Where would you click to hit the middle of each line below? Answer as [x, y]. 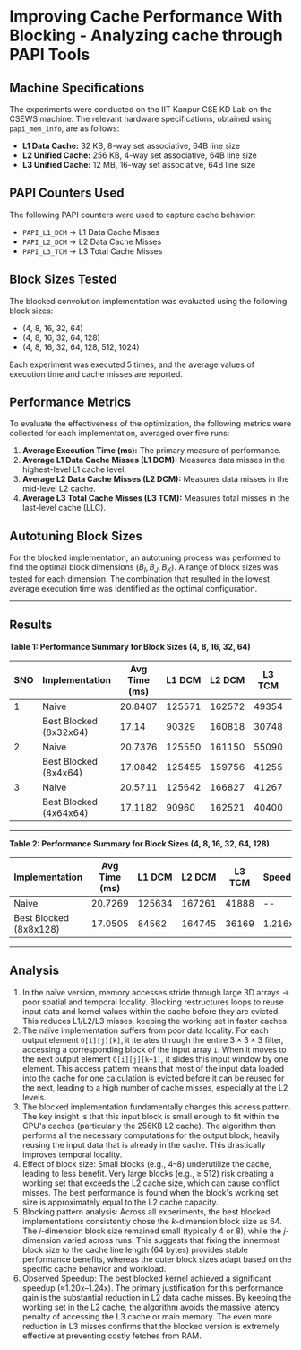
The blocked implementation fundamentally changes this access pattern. [157, 1107]
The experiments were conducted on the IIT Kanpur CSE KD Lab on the [141, 109]
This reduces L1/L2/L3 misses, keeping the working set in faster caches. [155, 1021]
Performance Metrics [70, 403]
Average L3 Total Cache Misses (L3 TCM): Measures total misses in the [156, 498]
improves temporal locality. [72, 1154]
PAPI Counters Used [67, 193]
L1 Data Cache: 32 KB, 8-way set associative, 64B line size [131, 146]
